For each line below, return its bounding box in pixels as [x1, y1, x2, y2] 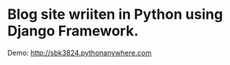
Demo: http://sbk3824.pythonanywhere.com [7, 48, 152, 57]
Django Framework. [7, 22, 139, 40]
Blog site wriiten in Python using [7, 5, 224, 23]
